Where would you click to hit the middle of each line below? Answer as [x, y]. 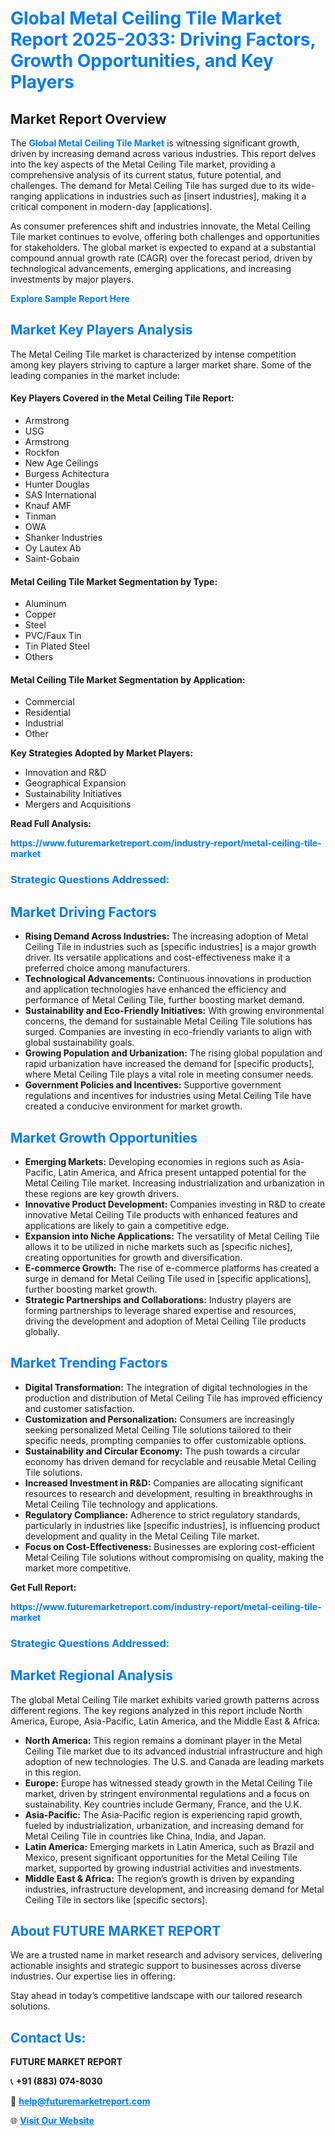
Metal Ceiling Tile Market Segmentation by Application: [128, 679]
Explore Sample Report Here [70, 298]
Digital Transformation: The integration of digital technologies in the [166, 1387]
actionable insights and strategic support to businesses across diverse [156, 1966]
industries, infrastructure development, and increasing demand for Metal [174, 1889]
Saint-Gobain [52, 559]
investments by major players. [72, 279]
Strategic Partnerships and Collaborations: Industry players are [158, 1299]
